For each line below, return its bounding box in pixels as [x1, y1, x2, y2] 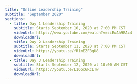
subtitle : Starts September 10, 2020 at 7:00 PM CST [14, 26, 126, 31]
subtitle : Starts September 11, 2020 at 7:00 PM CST [14, 44, 126, 49]
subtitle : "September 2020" [5, 12, 64, 17]
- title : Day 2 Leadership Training [9, 40, 85, 44]
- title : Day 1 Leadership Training [9, 21, 85, 26]
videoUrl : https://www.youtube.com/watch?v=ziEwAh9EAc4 [14, 30, 133, 35]
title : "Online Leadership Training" [5, 7, 83, 12]
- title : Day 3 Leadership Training [9, 58, 85, 63]
